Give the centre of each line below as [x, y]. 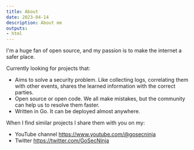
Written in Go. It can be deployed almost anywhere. [77, 111]
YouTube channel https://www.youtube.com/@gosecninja [85, 135]
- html [14, 34]
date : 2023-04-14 [28, 17]
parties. [24, 92]
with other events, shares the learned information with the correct [95, 86]
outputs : [17, 28]
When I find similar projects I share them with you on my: [76, 123]
